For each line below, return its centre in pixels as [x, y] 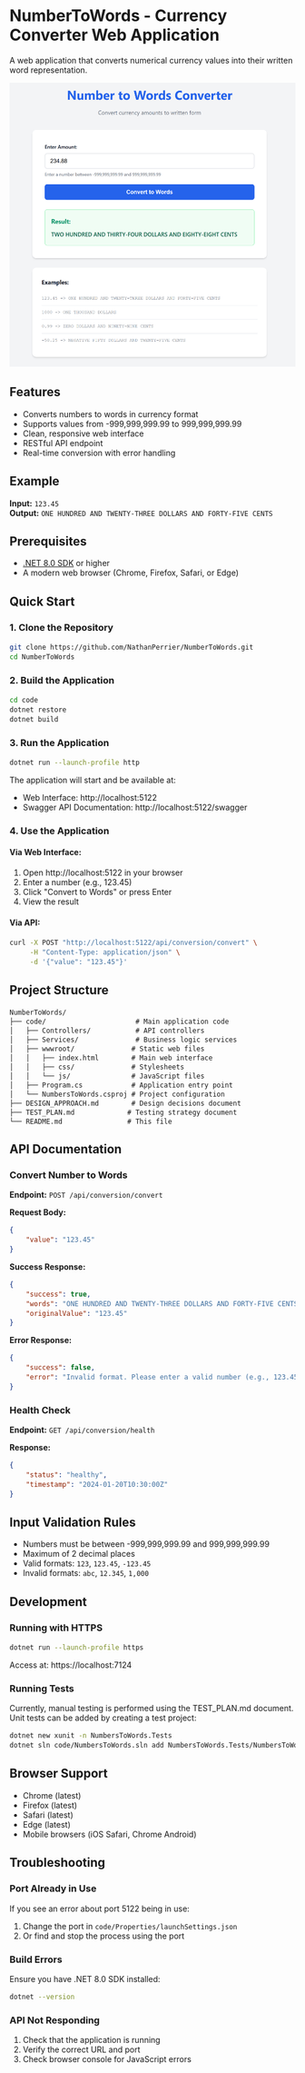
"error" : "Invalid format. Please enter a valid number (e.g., [148, 1378]
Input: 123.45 [34, 503]
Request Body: [38, 1212]
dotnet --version [42, 1997]
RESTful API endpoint [63, 443]
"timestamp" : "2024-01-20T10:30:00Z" [97, 1484]
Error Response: [41, 1340]
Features [35, 392]
